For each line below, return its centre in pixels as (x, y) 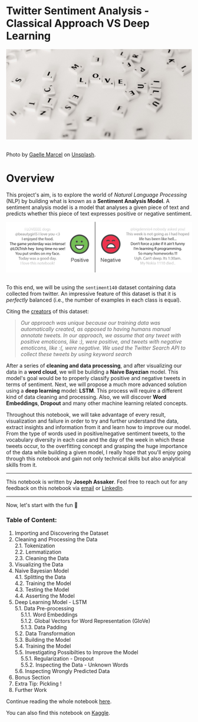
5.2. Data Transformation (45, 633)
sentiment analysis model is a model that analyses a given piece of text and (98, 207)
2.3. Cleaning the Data (42, 558)
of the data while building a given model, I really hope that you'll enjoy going (99, 452)
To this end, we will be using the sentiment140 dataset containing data (91, 287)
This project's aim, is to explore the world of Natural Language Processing (97, 195)
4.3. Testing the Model (42, 589)
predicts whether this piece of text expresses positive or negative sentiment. (99, 213)
